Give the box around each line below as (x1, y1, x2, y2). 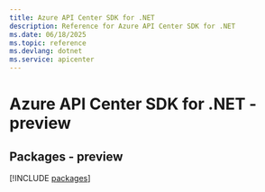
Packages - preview (9, 149, 123, 164)
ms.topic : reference (9, 38, 87, 48)
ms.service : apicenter (9, 55, 95, 64)
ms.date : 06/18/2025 (9, 30, 87, 39)
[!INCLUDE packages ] (9, 173, 91, 183)
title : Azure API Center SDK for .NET (9, 13, 155, 23)
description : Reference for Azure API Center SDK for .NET (9, 22, 236, 31)
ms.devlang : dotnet (9, 47, 83, 56)
